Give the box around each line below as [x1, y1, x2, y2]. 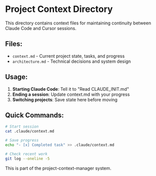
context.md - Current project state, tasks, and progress [12, 53, 125, 59]
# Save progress [5, 138, 39, 143]
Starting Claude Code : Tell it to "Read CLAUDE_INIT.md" [12, 86, 129, 92]
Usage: [5, 73, 28, 81]
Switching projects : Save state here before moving [12, 96, 118, 103]
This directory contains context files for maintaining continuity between [5, 20, 152, 26]
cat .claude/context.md [5, 129, 55, 134]
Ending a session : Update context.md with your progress [12, 91, 130, 97]
